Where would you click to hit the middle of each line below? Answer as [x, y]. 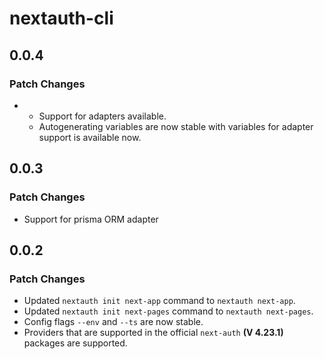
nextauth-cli [61, 18]
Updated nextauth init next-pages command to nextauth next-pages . [168, 311]
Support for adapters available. [102, 116]
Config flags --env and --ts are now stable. [113, 322]
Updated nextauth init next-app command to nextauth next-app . [159, 301]
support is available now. [90, 137]
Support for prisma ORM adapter [91, 219]
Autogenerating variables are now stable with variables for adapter [176, 126]
